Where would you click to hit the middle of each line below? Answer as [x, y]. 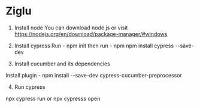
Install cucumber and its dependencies [62, 64]
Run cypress [30, 87]
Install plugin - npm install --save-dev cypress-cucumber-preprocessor [94, 75]
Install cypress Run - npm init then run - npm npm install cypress [94, 46]
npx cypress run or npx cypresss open [53, 98]
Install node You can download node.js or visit [71, 28]
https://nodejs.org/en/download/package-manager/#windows [91, 34]
